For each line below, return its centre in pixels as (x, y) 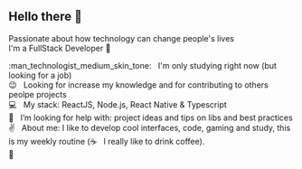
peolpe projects (38, 94)
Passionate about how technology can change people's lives (122, 38)
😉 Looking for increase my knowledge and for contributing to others (138, 84)
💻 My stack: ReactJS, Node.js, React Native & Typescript (118, 104)
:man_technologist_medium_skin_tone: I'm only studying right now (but (143, 65)
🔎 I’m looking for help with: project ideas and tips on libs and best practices (151, 117)
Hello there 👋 (46, 17)
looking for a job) (40, 75)
